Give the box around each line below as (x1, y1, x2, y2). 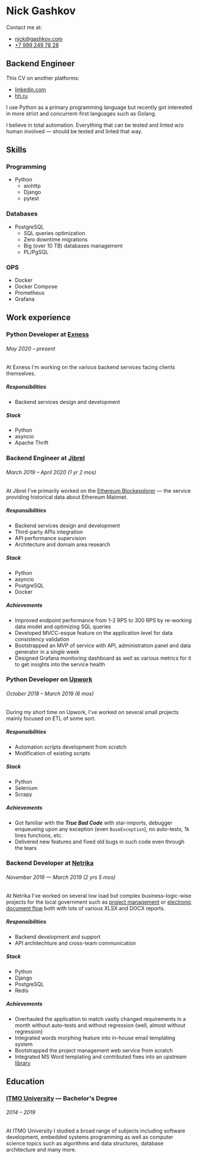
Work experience (6, 313, 71, 323)
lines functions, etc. (14, 831, 63, 839)
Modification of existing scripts (14, 749, 90, 756)
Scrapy (14, 791, 33, 798)
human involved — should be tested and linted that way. (6, 127, 143, 134)
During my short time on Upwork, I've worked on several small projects (6, 708, 179, 715)
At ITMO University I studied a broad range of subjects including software (6, 1127, 186, 1135)
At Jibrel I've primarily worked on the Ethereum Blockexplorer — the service (6, 487, 191, 494)
